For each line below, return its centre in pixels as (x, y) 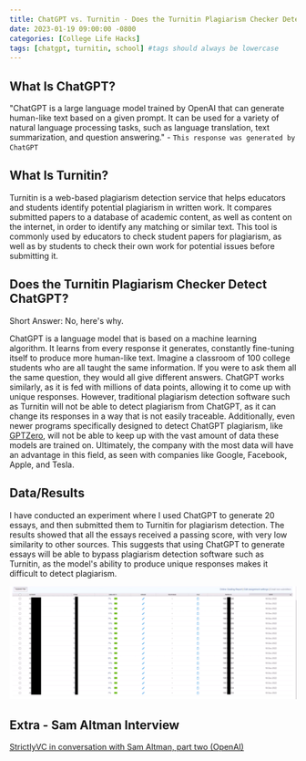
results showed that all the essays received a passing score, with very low (148, 535)
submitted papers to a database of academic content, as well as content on (151, 217)
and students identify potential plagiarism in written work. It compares (141, 207)
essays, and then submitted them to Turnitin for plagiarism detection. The (147, 525)
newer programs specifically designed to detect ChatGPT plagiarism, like (147, 425)
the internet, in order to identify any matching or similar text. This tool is (143, 226)
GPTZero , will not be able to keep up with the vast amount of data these (144, 435)
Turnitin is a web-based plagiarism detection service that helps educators (148, 197)
